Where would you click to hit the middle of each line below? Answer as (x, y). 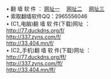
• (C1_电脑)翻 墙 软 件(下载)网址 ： (48, 24)
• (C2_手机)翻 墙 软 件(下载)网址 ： (49, 50)
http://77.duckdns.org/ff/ (36, 57)
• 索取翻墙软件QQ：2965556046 (47, 16)
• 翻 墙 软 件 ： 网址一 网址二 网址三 (55, 9)
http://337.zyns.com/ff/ (35, 63)
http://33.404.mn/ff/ (31, 70)
